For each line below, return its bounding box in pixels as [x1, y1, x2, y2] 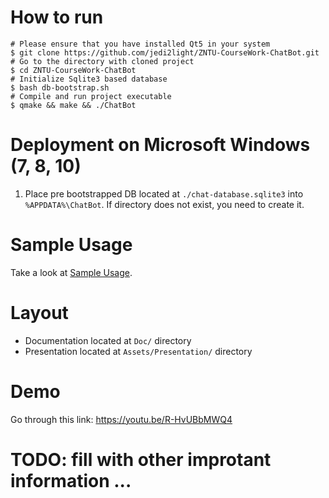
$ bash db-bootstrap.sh [10, 82, 110, 93]
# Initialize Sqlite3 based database [10, 74, 168, 84]
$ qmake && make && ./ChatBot [10, 100, 137, 110]
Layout [10, 302, 69, 324]
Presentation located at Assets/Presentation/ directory [24, 345, 253, 357]
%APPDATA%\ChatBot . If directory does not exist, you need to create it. [24, 198, 305, 210]
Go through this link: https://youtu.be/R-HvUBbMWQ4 [10, 413, 233, 425]
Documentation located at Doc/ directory [24, 334, 192, 346]
